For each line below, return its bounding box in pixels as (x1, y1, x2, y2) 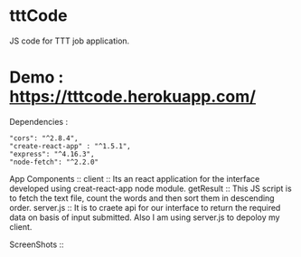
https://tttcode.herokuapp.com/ (9, 87, 256, 107)
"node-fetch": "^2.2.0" (9, 157, 99, 167)
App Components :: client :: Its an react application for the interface (9, 173, 260, 184)
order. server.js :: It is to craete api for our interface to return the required (9, 202, 281, 213)
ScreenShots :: (9, 239, 65, 250)
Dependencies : (9, 116, 69, 127)
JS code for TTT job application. (9, 35, 130, 46)
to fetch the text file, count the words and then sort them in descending (9, 192, 275, 204)
